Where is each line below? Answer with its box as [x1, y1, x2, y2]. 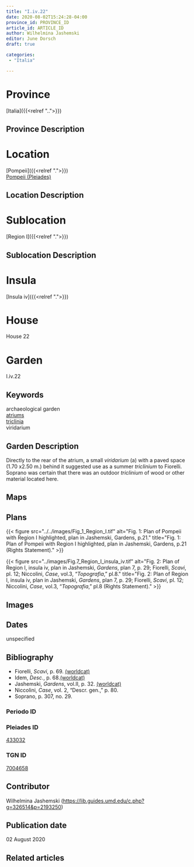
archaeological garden [6, 405, 60, 412]
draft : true [6, 42, 35, 48]
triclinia [6, 418, 24, 425]
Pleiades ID [6, 723, 39, 731]
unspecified [6, 635, 35, 642]
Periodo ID [6, 707, 37, 716]
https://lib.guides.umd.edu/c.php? [63, 797, 145, 804]
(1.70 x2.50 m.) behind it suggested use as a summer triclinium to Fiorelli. [6, 463, 182, 470]
